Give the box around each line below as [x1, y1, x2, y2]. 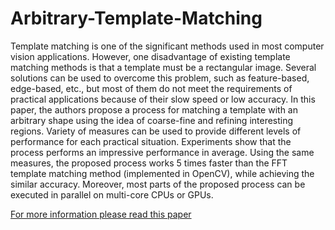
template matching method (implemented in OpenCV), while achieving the [10, 167, 315, 179]
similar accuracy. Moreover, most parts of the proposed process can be [10, 178, 306, 190]
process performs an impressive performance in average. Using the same [10, 146, 315, 158]
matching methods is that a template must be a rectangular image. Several [10, 61, 317, 73]
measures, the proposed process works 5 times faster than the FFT [10, 157, 288, 169]
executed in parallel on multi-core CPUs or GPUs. [10, 188, 214, 201]
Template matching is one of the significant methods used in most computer [10, 40, 325, 52]
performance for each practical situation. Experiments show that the [10, 135, 292, 147]
